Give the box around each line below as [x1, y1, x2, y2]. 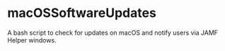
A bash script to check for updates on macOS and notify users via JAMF [7, 28, 218, 37]
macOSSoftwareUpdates [7, 5, 157, 21]
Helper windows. [7, 35, 57, 44]
